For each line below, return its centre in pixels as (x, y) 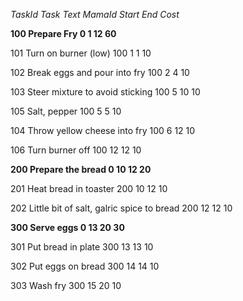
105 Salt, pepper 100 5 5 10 (66, 111)
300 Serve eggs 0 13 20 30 (67, 227)
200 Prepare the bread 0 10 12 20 (81, 169)
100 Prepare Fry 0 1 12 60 (63, 33)
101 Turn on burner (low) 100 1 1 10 (81, 53)
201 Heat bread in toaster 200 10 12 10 (89, 188)
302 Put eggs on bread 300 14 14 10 (85, 266)
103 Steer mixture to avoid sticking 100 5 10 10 (105, 92)
